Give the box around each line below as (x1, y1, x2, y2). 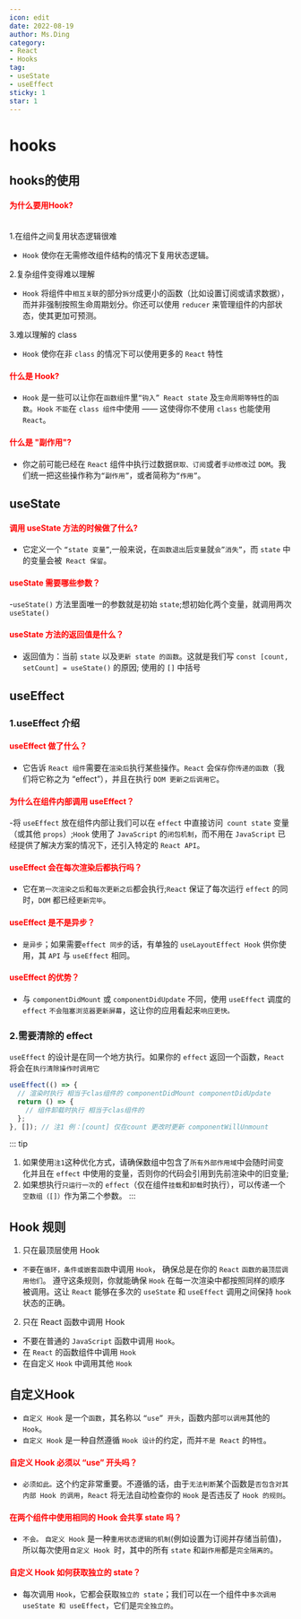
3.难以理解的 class (9, 329, 78, 341)
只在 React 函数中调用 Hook (21, 1317, 125, 1328)
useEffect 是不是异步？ (9, 917, 96, 928)
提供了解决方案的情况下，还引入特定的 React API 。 (16, 840, 205, 851)
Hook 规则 (9, 1219, 66, 1234)
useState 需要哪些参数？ (9, 577, 101, 588)
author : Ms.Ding (9, 30, 70, 39)
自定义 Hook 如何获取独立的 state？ (9, 1567, 142, 1578)
